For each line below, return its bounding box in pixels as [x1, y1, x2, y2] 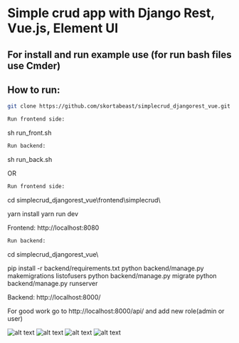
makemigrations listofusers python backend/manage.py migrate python [7, 271, 217, 280]
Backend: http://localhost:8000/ [7, 292, 101, 301]
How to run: [7, 83, 60, 96]
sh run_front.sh [7, 128, 52, 137]
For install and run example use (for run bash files [7, 48, 232, 61]
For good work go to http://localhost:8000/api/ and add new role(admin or [7, 307, 225, 315]
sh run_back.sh [7, 155, 53, 164]
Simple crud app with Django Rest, [7, 5, 215, 21]
